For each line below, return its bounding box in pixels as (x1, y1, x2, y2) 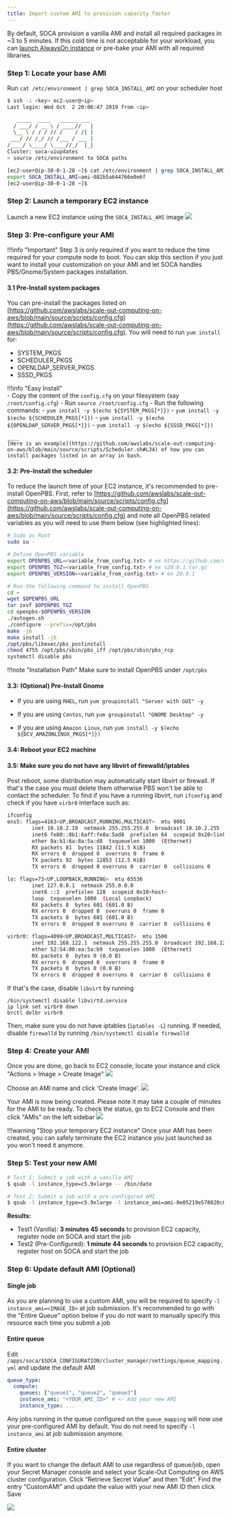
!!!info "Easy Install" (7, 384, 63, 393)
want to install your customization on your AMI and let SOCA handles (7, 260, 202, 269)
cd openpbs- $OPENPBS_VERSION (7, 609, 91, 615)
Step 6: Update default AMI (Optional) (7, 1264, 136, 1274)
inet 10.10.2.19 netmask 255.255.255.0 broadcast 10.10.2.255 (32, 825, 220, 831)
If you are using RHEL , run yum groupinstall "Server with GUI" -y (16, 697, 204, 705)
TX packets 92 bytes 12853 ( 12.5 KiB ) (32, 857, 146, 864)
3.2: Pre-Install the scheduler (7, 466, 93, 475)
